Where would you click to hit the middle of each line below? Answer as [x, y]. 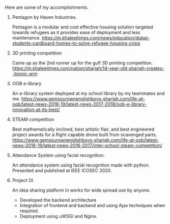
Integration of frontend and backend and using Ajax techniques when [92, 205]
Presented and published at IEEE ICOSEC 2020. [62, 170]
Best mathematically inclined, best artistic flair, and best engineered [83, 129]
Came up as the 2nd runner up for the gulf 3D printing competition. [82, 63]
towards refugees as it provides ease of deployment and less [76, 32]
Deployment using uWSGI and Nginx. [59, 216]
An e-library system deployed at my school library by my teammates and [88, 93]
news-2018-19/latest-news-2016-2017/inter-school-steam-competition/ [87, 145]
